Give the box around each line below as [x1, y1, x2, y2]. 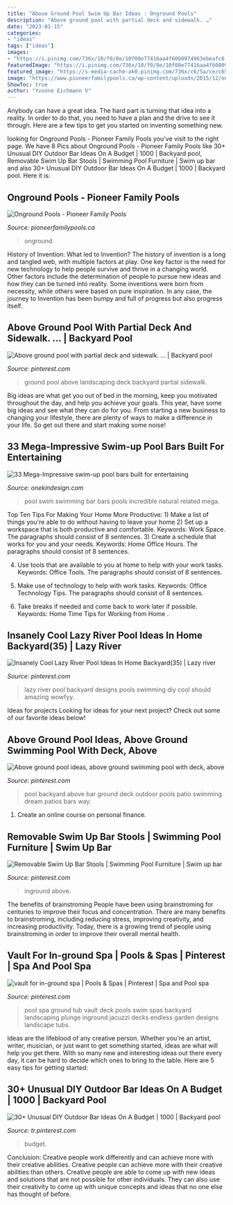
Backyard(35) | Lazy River [7, 640, 122, 652]
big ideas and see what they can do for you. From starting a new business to [7, 406, 226, 414]
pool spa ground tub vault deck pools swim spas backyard [24, 1005, 192, 1014]
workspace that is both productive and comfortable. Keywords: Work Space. [7, 525, 226, 534]
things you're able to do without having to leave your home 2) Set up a [7, 518, 208, 526]
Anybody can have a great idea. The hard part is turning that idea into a [7, 107, 212, 115]
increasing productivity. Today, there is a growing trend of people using [7, 922, 212, 931]
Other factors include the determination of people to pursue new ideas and [7, 272, 221, 281]
